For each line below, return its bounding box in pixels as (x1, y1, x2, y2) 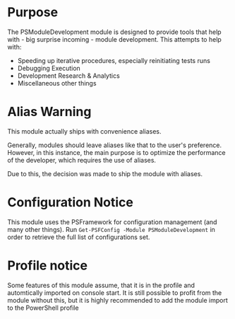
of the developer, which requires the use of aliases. (7, 156, 157, 164)
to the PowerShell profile (7, 303, 79, 312)
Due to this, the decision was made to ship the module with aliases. (7, 169, 203, 178)
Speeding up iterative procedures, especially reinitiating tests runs (17, 56, 210, 64)
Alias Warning (7, 104, 92, 120)
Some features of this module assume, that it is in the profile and (7, 281, 195, 289)
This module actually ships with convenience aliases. (7, 127, 162, 135)
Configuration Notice (7, 195, 134, 211)
